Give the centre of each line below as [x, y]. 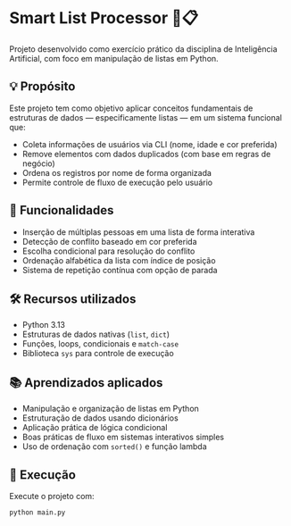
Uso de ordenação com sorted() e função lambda [114, 447]
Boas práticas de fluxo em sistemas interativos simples [123, 437]
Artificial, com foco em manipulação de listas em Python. [114, 58]
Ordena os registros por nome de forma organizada [117, 172]
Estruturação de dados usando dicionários [100, 418]
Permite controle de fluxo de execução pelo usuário [117, 182]
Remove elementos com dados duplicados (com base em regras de [146, 154]
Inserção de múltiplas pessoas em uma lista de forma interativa [138, 232]
